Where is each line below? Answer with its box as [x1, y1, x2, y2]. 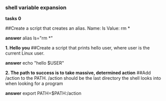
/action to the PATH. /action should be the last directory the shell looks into [5, 75, 161, 81]
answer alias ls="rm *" [5, 35, 53, 41]
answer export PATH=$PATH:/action [5, 90, 82, 96]
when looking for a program [5, 80, 63, 87]
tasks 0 [5, 16, 21, 22]
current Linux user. [5, 50, 45, 57]
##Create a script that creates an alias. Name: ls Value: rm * [5, 25, 130, 31]
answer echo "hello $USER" [5, 60, 64, 66]
